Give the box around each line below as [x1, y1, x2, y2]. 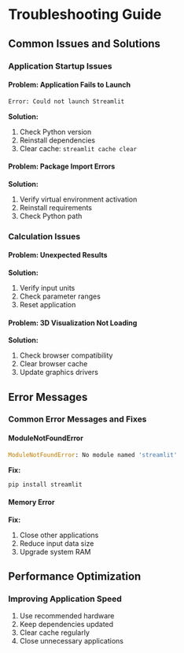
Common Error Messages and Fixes [8, 414, 147, 425]
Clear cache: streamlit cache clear [19, 143, 138, 153]
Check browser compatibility [19, 351, 113, 360]
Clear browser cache [19, 359, 88, 369]
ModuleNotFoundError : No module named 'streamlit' [8, 451, 178, 458]
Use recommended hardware [19, 611, 115, 621]
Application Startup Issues [8, 61, 112, 72]
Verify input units [19, 283, 75, 292]
